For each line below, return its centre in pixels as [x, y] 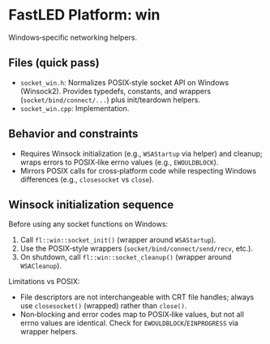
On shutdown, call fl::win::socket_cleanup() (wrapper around [126, 257]
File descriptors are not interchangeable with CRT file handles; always [137, 297]
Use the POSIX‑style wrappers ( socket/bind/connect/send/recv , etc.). [137, 248]
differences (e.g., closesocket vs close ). [87, 179]
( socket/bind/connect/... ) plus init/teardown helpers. [110, 100]
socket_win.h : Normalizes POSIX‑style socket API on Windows [124, 82]
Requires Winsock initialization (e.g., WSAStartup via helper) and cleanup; [141, 153]
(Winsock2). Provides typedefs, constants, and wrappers [116, 91]
